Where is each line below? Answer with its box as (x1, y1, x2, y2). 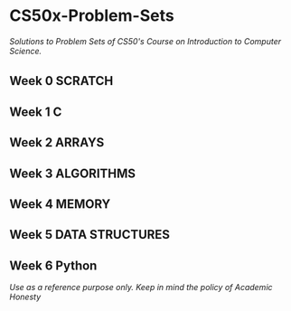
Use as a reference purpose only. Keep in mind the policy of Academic (9, 282, 273, 293)
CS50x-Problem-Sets (9, 5, 174, 26)
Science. (9, 45, 42, 56)
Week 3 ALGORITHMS (9, 165, 136, 181)
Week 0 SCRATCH (9, 73, 114, 89)
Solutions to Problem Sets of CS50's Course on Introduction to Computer (9, 35, 282, 46)
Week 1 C (9, 104, 62, 119)
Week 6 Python (9, 258, 98, 273)
